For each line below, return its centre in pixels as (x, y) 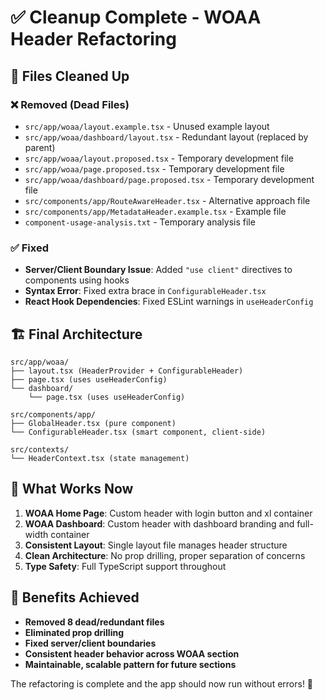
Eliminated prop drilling (74, 632)
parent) (40, 147)
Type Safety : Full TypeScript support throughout (125, 566)
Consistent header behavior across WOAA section (132, 653)
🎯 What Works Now (72, 489)
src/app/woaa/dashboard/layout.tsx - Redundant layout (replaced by (166, 137)
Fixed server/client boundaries (90, 643)
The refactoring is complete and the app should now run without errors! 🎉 (162, 683)
